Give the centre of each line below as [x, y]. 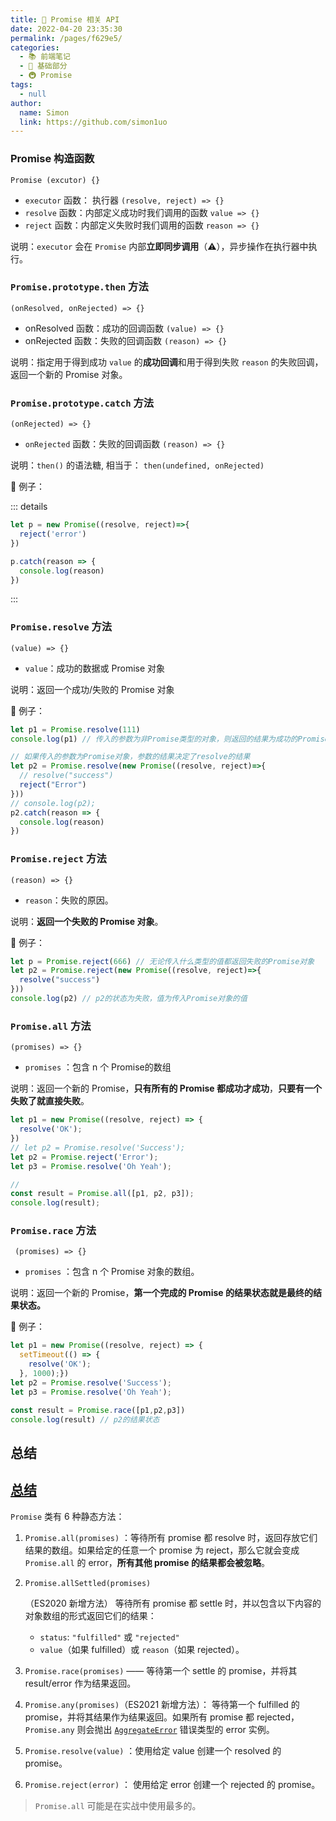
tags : [21, 85]
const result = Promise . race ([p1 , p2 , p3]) [98, 1410]
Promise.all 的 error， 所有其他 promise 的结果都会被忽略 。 [147, 1562]
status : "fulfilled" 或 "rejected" [109, 1637]
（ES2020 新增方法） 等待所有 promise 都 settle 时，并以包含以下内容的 [173, 1603]
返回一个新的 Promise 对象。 [69, 374]
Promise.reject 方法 [58, 859]
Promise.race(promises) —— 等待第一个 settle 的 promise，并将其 [161, 1670]
